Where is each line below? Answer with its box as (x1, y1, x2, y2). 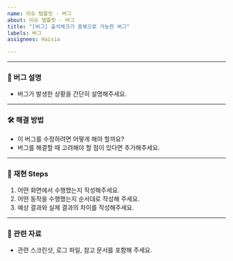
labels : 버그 (7, 29, 42, 37)
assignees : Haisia (7, 36, 60, 43)
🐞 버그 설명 (7, 73, 42, 83)
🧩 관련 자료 (7, 228, 42, 238)
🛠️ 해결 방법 (7, 115, 44, 125)
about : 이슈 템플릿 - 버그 (7, 17, 75, 24)
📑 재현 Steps (7, 169, 49, 178)
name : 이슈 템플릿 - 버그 (7, 10, 72, 17)
